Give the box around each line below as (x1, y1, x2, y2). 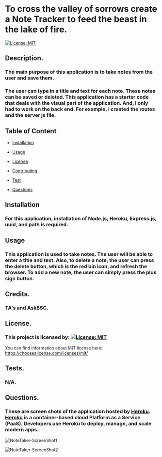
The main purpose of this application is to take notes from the (5, 69, 153, 76)
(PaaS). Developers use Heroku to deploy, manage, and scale (5, 420, 152, 427)
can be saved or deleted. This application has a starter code (5, 94, 149, 100)
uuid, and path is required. (5, 221, 69, 228)
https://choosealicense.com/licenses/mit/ (5, 350, 88, 356)
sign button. (5, 275, 34, 282)
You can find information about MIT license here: (5, 345, 103, 351)
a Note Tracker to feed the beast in (5, 14, 147, 25)
